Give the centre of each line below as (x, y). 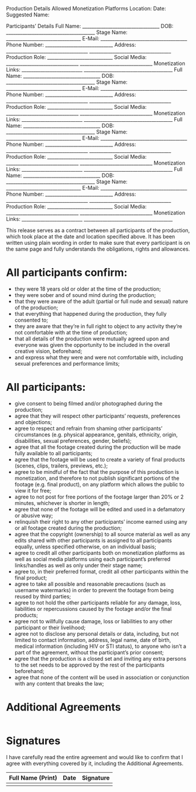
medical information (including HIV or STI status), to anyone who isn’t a (100, 646)
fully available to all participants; (53, 453)
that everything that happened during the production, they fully (90, 313)
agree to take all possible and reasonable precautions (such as (90, 584)
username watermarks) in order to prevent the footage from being (94, 590)
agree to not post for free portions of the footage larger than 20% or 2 (99, 497)
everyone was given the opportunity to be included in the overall (92, 344)
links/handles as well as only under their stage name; (78, 565)
